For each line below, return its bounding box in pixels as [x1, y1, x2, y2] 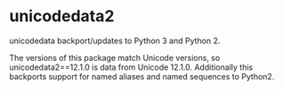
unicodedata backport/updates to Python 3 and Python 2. [9, 35, 221, 46]
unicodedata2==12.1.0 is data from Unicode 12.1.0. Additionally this [9, 62, 254, 72]
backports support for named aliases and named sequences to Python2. [9, 71, 275, 81]
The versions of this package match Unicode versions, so [9, 52, 221, 63]
